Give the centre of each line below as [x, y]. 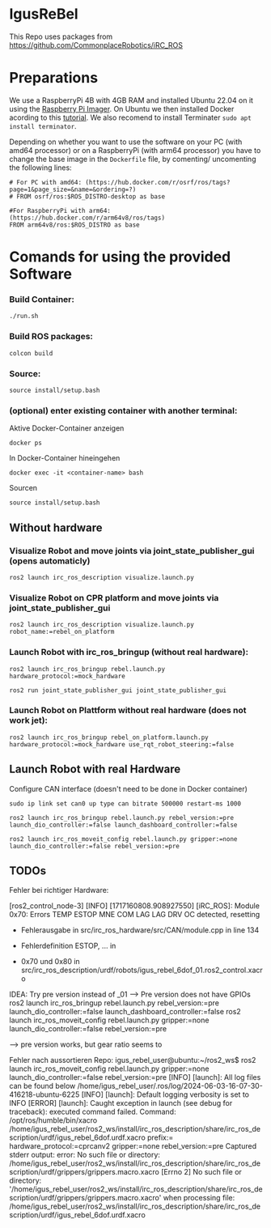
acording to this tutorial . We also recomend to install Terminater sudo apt [130, 117]
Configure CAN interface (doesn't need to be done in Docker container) [128, 788]
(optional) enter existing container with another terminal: [123, 410]
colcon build [31, 353]
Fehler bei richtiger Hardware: [59, 890]
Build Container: [42, 299]
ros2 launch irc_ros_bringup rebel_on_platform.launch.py [109, 737]
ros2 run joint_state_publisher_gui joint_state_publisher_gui [118, 690]
